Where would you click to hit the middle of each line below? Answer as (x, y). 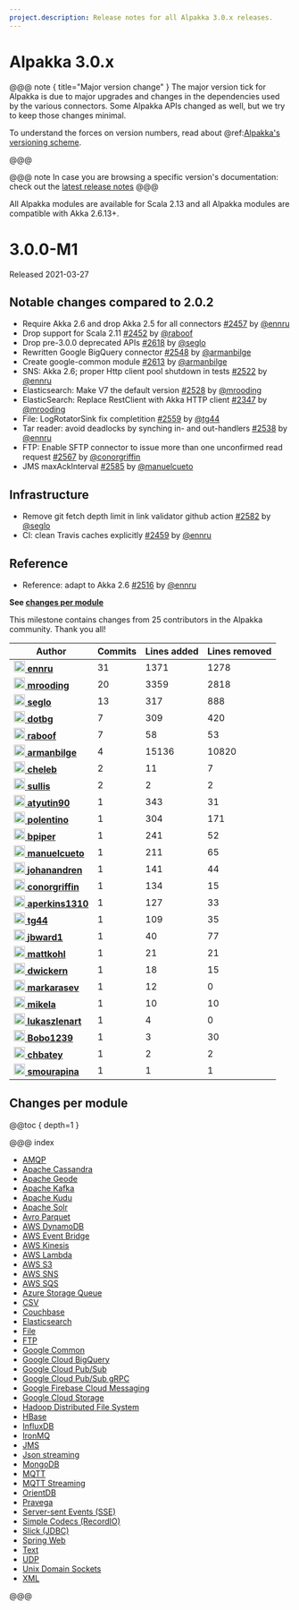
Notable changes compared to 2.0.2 (112, 302)
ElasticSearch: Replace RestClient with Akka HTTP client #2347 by (145, 400)
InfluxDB (38, 1426)
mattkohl (46, 954)
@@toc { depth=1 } (44, 1125)
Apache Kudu (47, 1197)
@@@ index (32, 1142)
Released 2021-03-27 (49, 274)
